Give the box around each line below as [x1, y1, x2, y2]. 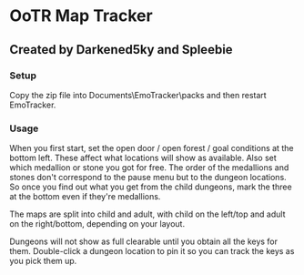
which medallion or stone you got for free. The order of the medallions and [9, 162, 289, 173]
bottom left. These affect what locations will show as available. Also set [9, 152, 278, 164]
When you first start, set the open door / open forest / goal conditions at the [9, 143, 294, 154]
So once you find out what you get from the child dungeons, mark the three [9, 181, 293, 192]
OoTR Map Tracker [9, 5, 153, 26]
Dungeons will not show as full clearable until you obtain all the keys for [9, 236, 279, 247]
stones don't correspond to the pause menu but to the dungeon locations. [9, 172, 287, 183]
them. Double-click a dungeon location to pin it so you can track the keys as [9, 246, 295, 257]
